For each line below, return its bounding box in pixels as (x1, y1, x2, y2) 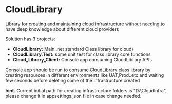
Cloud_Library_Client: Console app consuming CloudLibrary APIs (12, 56, 152, 63)
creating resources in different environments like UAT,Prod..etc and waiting (5, 72, 164, 78)
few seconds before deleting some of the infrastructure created (5, 77, 140, 84)
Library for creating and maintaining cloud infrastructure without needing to (5, 20, 165, 27)
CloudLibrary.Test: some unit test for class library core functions (12, 51, 151, 57)
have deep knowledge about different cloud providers (5, 26, 119, 32)
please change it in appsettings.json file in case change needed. (5, 93, 142, 99)
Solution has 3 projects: (5, 36, 55, 42)
